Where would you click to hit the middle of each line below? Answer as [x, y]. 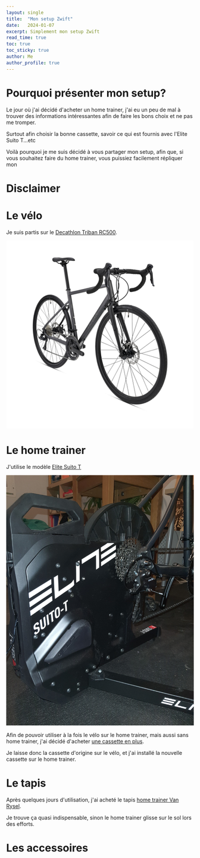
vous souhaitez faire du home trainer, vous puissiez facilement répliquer [94, 158]
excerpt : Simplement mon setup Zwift [53, 32]
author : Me [20, 57]
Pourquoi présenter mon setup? [86, 93]
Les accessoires [47, 848]
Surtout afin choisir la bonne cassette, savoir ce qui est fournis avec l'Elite [97, 133]
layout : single [25, 13]
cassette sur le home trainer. [41, 759]
